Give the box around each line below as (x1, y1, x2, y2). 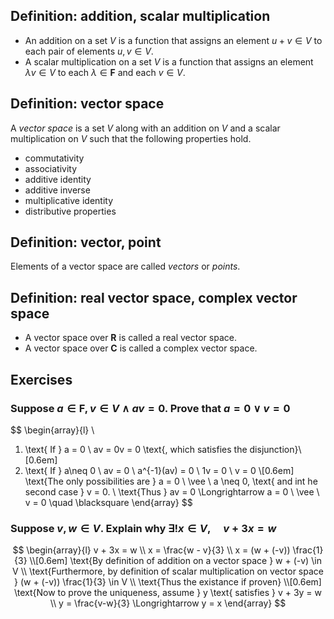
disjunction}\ (249, 443, 302, 455)
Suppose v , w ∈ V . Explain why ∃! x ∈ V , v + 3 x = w (10, 521, 277, 535)
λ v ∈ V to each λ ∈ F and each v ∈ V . (24, 66, 186, 78)
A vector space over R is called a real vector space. (24, 332, 237, 344)
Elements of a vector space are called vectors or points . (10, 260, 241, 273)
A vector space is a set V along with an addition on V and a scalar (10, 122, 281, 134)
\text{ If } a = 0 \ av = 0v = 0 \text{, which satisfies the (24, 443, 248, 455)
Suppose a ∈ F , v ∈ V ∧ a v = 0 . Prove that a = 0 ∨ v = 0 (10, 401, 291, 415)
